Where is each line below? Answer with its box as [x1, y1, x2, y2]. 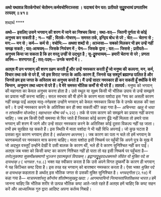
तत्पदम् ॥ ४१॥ [5, 10, 28, 15]
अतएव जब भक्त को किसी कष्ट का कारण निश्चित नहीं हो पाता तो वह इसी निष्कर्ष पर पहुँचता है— [5, 148, 148, 153]
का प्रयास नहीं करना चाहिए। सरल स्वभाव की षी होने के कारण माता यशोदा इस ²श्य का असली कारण [5, 93, 154, 99]
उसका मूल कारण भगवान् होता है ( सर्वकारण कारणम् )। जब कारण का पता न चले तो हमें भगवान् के [5, 132, 151, 137]
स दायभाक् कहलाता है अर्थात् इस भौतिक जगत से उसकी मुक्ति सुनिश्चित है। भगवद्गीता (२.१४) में [5, 170, 151, 175]
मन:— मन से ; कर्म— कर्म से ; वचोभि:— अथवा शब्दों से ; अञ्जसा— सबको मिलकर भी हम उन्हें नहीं [5, 40, 153, 46]
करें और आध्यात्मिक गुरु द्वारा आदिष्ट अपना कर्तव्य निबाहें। [5, 186, 92, 192]
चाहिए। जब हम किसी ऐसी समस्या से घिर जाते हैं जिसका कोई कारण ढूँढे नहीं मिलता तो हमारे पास [5, 115, 149, 121]
